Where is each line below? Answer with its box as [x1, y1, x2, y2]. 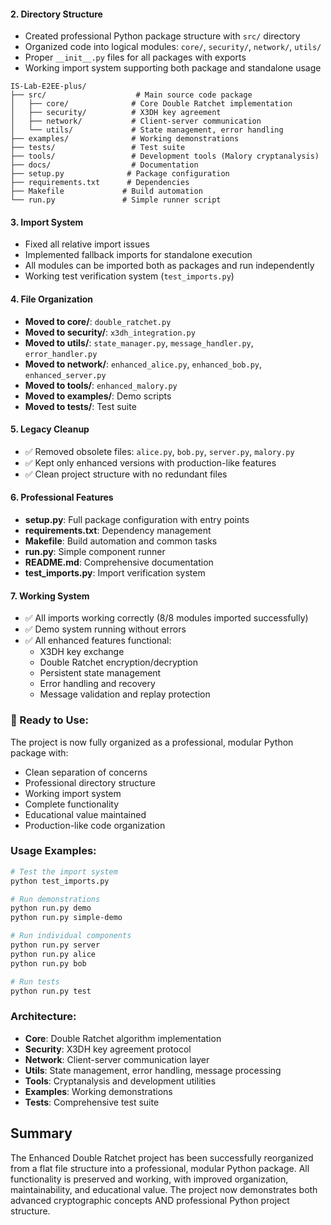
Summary [10, 1125, 73, 1142]
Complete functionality [24, 798, 120, 810]
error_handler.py [24, 349, 98, 359]
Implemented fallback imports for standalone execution [24, 249, 253, 261]
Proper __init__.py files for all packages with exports [24, 51, 247, 64]
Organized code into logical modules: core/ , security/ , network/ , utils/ [24, 41, 322, 53]
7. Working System [10, 590, 90, 602]
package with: [10, 746, 69, 759]
